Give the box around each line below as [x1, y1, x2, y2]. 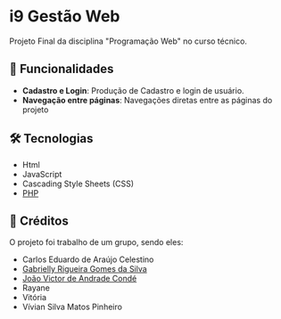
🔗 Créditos [9, 213, 69, 228]
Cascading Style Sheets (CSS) [21, 178, 135, 189]
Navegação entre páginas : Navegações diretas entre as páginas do [21, 94, 273, 105]
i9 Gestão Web [9, 6, 120, 27]
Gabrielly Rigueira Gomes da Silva [21, 264, 147, 274]
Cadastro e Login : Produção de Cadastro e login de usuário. [21, 85, 244, 95]
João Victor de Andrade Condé [21, 274, 137, 284]
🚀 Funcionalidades [9, 61, 114, 77]
